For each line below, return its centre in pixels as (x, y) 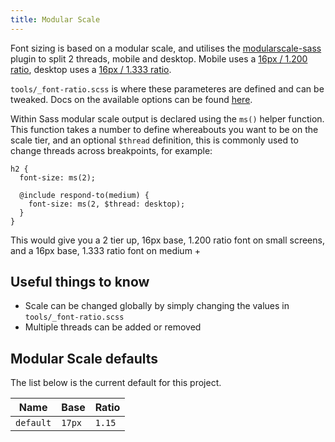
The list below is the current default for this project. (116, 383)
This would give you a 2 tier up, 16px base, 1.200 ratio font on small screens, (167, 240)
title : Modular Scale (55, 19)
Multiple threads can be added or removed (113, 327)
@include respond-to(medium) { (84, 195)
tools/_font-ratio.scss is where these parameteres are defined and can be (167, 88)
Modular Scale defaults (84, 358)
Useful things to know (80, 282)
